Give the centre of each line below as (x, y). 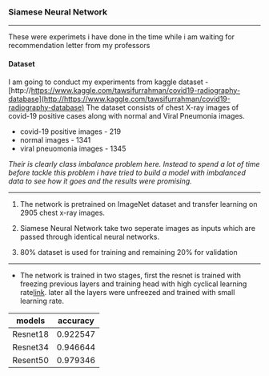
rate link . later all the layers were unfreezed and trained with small (127, 292)
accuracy (76, 321)
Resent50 (31, 360)
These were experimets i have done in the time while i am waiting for (121, 37)
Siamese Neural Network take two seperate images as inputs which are (138, 228)
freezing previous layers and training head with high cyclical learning (133, 284)
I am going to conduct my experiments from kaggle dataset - (108, 82)
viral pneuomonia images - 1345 (73, 148)
